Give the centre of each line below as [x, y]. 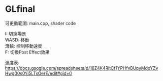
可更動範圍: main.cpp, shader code [41, 23]
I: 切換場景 [16, 33]
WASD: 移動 [17, 40]
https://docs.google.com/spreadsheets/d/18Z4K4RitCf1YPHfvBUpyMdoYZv [82, 68]
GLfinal [20, 9]
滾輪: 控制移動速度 [24, 46]
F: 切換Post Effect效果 [27, 52]
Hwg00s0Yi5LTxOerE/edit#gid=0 [39, 73]
